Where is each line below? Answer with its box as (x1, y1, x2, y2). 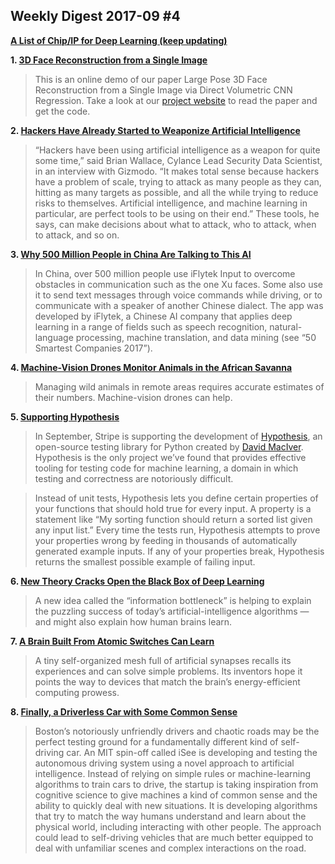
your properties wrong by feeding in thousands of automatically (34, 534, 298, 546)
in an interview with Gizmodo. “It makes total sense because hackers (34, 165, 320, 177)
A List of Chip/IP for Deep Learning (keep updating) (10, 34, 228, 46)
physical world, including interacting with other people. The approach (34, 820, 322, 833)
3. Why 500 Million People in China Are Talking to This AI (10, 248, 252, 260)
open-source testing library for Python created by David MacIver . (34, 440, 304, 453)
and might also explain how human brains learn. (34, 615, 233, 628)
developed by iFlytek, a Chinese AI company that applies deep (34, 310, 293, 322)
